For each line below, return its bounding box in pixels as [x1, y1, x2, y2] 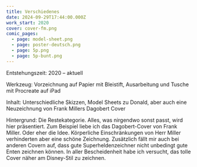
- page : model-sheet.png [11, 36, 73, 42]
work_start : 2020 [6, 20, 49, 26]
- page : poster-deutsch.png [11, 42, 81, 48]
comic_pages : [6, 31, 39, 37]
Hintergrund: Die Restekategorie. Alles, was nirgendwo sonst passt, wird [6, 116, 183, 124]
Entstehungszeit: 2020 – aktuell [6, 69, 83, 76]
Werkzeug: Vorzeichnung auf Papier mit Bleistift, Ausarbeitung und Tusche [6, 81, 189, 88]
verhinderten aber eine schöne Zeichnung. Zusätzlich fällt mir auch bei [6, 135, 179, 143]
